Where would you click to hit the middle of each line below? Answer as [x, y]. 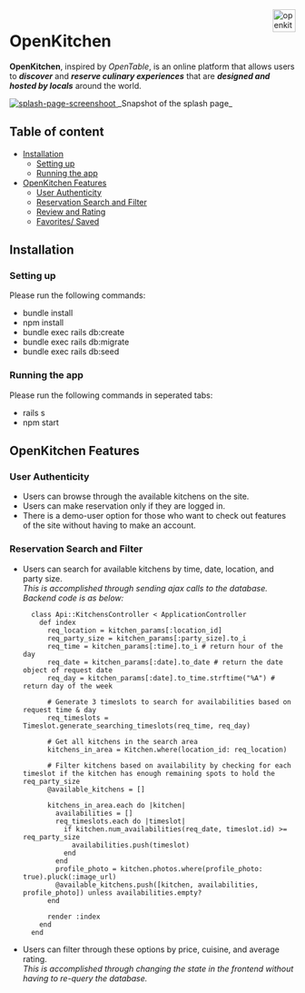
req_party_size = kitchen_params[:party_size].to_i [147, 638]
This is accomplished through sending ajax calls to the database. [145, 588]
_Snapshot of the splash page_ [175, 103]
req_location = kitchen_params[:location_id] [134, 631]
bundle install [48, 313]
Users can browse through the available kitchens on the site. [136, 496]
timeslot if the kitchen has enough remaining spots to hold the [148, 773]
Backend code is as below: [73, 598]
